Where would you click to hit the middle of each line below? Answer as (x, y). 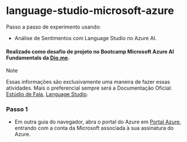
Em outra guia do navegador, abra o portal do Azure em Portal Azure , (98, 122)
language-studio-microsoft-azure (90, 11)
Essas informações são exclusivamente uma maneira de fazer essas (88, 82)
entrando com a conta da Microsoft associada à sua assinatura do (94, 128)
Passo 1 (17, 109)
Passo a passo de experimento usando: (53, 27)
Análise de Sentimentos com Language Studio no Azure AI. (85, 38)
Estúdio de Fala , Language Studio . (47, 94)
